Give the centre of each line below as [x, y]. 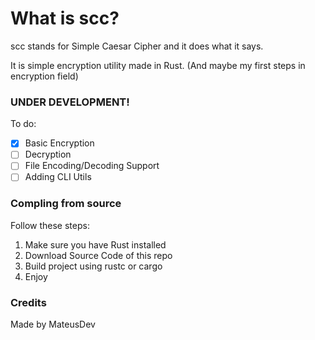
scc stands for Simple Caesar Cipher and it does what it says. [137, 46]
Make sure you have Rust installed [95, 244]
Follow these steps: [50, 225]
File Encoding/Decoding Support [92, 166]
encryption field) [44, 76]
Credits [28, 302]
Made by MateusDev [53, 324]
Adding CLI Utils [58, 177]
